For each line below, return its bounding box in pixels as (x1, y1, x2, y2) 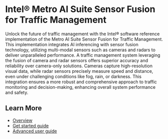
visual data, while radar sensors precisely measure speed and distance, (5, 68, 153, 74)
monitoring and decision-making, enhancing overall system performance (5, 84, 156, 90)
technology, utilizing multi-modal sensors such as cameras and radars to (5, 47, 155, 53)
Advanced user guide (12, 128, 57, 134)
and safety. (5, 89, 29, 95)
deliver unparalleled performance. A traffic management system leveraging (5, 52, 160, 58)
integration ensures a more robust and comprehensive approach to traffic (5, 79, 157, 85)
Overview (12, 117, 33, 123)
